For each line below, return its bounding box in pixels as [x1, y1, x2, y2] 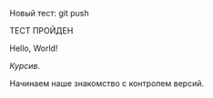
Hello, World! [9, 43, 58, 54]
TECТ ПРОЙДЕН [9, 25, 74, 35]
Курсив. [9, 61, 41, 71]
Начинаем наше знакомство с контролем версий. [9, 78, 205, 89]
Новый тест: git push [9, 8, 89, 18]
